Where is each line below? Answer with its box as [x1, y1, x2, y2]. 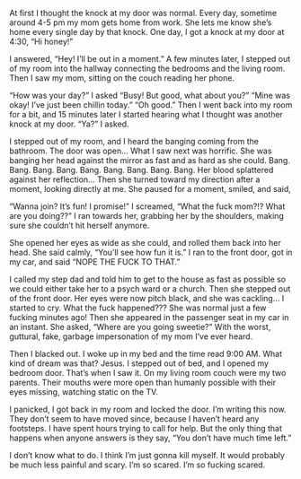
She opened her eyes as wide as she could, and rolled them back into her [9, 238, 281, 248]
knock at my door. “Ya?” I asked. [9, 118, 129, 129]
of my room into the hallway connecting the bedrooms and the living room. [9, 63, 286, 74]
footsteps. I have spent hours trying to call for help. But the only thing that [9, 423, 283, 433]
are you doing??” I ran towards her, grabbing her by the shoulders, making [9, 211, 285, 221]
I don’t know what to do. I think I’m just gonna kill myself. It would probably [9, 450, 286, 460]
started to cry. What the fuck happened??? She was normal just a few [9, 302, 267, 313]
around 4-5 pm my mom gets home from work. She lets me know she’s [9, 17, 272, 28]
